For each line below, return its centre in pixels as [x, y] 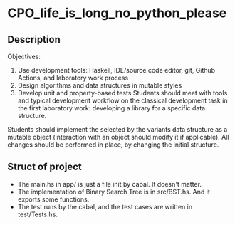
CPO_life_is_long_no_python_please [117, 13]
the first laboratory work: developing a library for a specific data [111, 108]
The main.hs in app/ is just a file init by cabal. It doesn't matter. [109, 184]
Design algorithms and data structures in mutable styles [100, 85]
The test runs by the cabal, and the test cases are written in [105, 206]
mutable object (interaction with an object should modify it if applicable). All [118, 137]
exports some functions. [53, 199]
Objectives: [24, 56]
